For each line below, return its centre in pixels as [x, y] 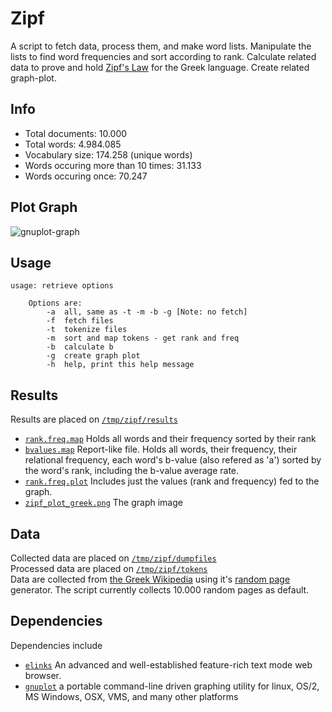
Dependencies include [56, 645]
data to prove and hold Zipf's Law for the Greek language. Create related [160, 67]
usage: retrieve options [62, 286]
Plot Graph [44, 207]
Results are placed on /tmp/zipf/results [94, 419]
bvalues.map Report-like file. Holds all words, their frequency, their [161, 449]
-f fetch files [80, 321]
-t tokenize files [87, 330]
